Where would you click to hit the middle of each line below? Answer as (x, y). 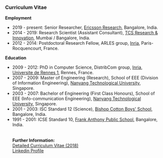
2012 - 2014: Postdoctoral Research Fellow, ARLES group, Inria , (76, 43)
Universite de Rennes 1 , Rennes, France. (53, 73)
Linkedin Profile (28, 151)
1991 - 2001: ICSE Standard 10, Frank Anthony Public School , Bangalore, (85, 120)
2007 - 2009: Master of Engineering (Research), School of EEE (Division (85, 78)
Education (16, 58)
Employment (18, 18)
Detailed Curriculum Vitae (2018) (45, 146)
